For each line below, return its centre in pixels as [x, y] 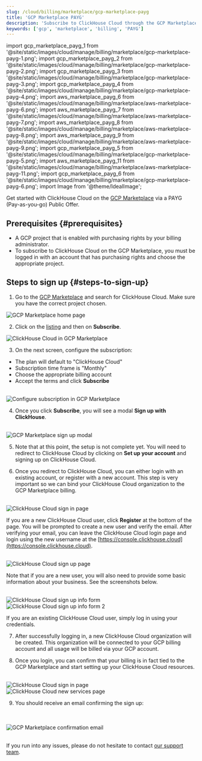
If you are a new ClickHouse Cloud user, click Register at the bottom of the [99, 520]
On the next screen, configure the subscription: [74, 350]
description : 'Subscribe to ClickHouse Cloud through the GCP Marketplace [102, 23]
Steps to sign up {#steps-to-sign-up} [78, 283]
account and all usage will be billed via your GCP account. [87, 648]
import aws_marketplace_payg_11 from [87, 161]
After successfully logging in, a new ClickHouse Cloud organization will [103, 636]
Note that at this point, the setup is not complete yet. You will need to [100, 447]
